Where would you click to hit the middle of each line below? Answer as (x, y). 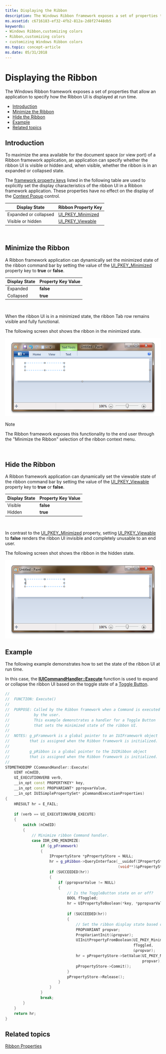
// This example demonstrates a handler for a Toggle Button (80, 720)
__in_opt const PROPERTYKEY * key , (49, 783)
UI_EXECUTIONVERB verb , (39, 778)
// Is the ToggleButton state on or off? (110, 893)
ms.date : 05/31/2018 (26, 52)
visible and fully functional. (33, 322)
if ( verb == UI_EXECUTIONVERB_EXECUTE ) (55, 815)
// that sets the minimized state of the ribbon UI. (72, 725)
